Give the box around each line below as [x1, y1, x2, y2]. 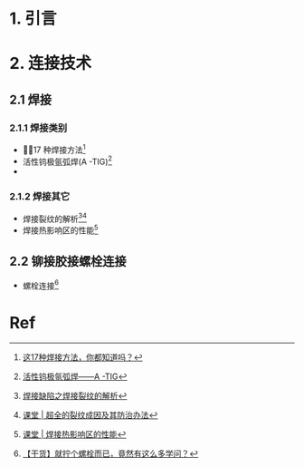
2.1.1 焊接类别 [9, 122, 68, 134]
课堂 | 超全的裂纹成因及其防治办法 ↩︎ [22, 410, 158, 421]
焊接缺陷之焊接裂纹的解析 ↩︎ [22, 391, 128, 402]
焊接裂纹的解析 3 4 [22, 211, 88, 224]
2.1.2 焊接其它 [9, 190, 71, 203]
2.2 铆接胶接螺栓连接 [9, 254, 127, 269]
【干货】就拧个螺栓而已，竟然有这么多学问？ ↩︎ [22, 448, 199, 459]
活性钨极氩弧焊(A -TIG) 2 [22, 154, 113, 167]
